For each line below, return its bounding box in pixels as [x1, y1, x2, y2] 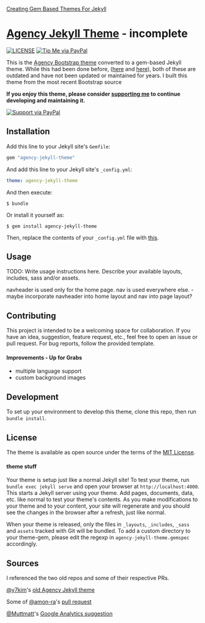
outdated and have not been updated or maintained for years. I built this [6, 72, 188, 79]
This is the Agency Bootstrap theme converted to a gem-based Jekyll [6, 58, 182, 66]
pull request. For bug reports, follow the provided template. [6, 340, 155, 347]
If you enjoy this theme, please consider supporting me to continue [6, 90, 181, 97]
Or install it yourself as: [6, 211, 64, 218]
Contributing [6, 310, 56, 321]
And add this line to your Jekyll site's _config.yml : [6, 166, 133, 173]
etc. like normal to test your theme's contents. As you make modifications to [6, 496, 198, 503]
